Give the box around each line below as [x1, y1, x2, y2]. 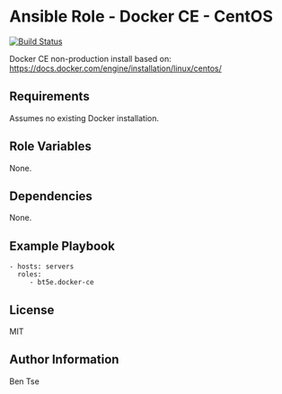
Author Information [9, 352, 119, 367]
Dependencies [9, 188, 93, 204]
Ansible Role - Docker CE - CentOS [9, 6, 274, 27]
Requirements [9, 89, 90, 104]
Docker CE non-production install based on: [9, 53, 172, 64]
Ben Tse [9, 375, 40, 387]
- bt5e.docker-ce [29, 278, 94, 287]
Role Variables [9, 139, 92, 154]
